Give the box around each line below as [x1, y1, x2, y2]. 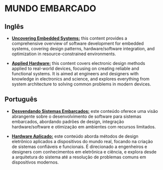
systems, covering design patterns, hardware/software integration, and [11, 46, 155, 51]
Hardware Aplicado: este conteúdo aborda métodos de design [11, 133, 139, 139]
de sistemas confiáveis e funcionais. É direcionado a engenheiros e [11, 144, 147, 149]
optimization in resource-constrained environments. [11, 51, 116, 57]
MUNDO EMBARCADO [4, 3, 96, 14]
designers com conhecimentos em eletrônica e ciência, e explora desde [11, 149, 157, 154]
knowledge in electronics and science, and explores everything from [11, 76, 150, 82]
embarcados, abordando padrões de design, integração [11, 118, 124, 125]
